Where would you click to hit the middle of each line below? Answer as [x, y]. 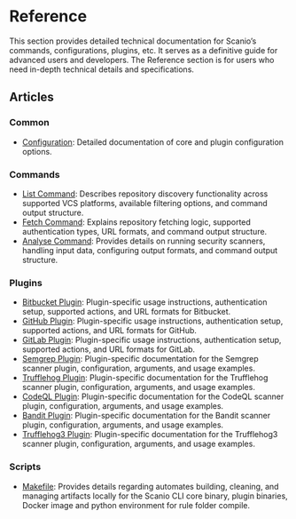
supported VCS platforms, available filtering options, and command [144, 203]
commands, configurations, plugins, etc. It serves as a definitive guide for [144, 50]
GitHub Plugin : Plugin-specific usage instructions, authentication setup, [152, 321]
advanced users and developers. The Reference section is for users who [142, 60]
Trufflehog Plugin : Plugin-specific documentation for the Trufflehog [145, 378]
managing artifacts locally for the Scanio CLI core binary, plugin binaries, [155, 496]
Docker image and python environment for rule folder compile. [136, 505]
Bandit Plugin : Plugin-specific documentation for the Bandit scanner [146, 416]
